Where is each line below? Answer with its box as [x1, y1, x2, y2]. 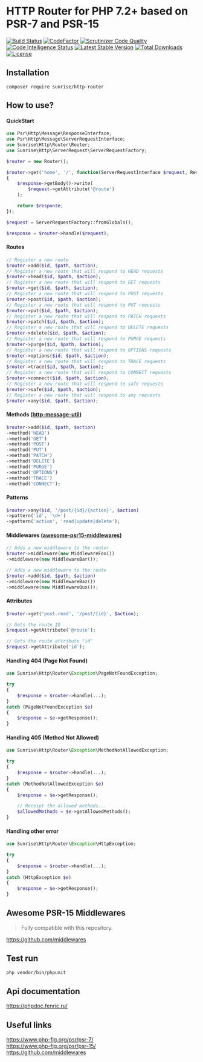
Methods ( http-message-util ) [6, 411, 82, 418]
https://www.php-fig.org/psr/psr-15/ [6, 1043, 96, 1050]
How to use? [6, 100, 54, 110]
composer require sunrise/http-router [6, 84, 104, 90]
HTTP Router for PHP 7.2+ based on [6, 4, 188, 18]
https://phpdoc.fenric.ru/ [6, 1002, 68, 1010]
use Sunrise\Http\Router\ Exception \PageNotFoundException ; [6, 670, 158, 676]
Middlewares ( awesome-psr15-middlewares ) [6, 532, 122, 539]
